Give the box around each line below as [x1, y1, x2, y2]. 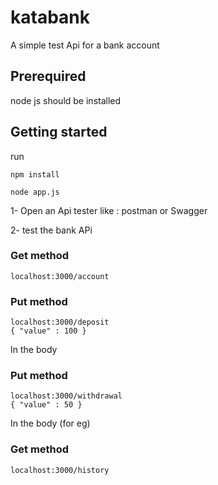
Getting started [10, 124, 108, 141]
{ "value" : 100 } [10, 326, 87, 336]
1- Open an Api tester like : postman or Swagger [10, 204, 208, 216]
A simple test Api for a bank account [10, 39, 160, 51]
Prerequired [10, 68, 87, 85]
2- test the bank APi [10, 224, 93, 236]
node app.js [10, 187, 60, 197]
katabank [10, 6, 90, 29]
